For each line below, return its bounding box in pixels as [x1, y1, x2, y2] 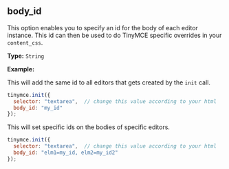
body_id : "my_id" [13, 104, 63, 111]
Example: [7, 65, 35, 73]
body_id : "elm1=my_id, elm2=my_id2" [13, 149, 118, 157]
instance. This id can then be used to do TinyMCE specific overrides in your [7, 31, 222, 39]
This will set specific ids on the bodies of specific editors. [7, 123, 171, 131]
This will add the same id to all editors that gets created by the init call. [7, 78, 211, 87]
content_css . [7, 38, 43, 47]
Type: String [7, 52, 45, 60]
